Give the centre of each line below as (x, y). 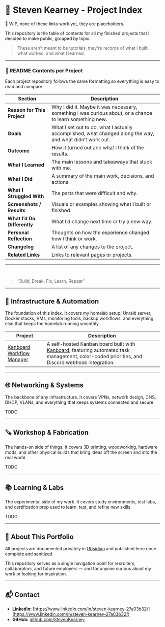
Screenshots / (24, 204)
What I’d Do (22, 219)
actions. (61, 182)
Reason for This (27, 110)
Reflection (20, 239)
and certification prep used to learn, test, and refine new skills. (68, 507)
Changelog (21, 247)
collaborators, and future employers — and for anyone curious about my (78, 569)
